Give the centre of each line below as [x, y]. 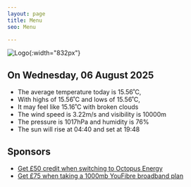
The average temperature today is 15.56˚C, [79, 92]
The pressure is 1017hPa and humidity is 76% [83, 122]
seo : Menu [22, 27]
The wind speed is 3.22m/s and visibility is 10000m [92, 115]
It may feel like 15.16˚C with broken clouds [78, 107]
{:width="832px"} [55, 53]
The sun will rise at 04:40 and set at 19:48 [79, 129]
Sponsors [29, 151]
